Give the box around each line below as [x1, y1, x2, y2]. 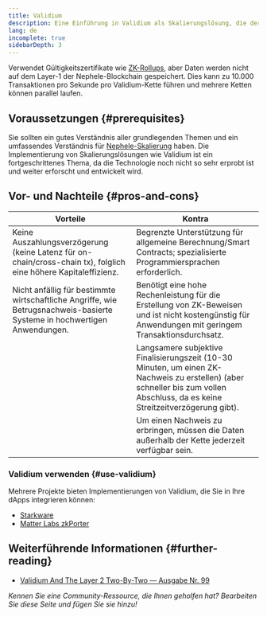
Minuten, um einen [136, 361, 206, 373]
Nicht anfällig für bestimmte [12, 284, 116, 295]
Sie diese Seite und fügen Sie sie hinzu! [8, 599, 137, 609]
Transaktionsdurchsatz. [136, 329, 224, 340]
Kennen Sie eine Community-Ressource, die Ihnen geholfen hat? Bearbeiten [8, 591, 257, 600]
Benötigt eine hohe [136, 279, 207, 291]
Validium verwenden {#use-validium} [8, 468, 157, 479]
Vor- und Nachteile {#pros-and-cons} [8, 189, 200, 203]
